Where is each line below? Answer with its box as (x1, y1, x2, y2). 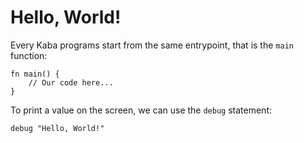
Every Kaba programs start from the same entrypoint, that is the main (10, 39, 294, 51)
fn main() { (10, 69, 60, 79)
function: (10, 49, 48, 61)
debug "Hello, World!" (10, 123, 105, 133)
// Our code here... (28, 77, 114, 88)
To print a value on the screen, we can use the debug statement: (10, 104, 273, 116)
